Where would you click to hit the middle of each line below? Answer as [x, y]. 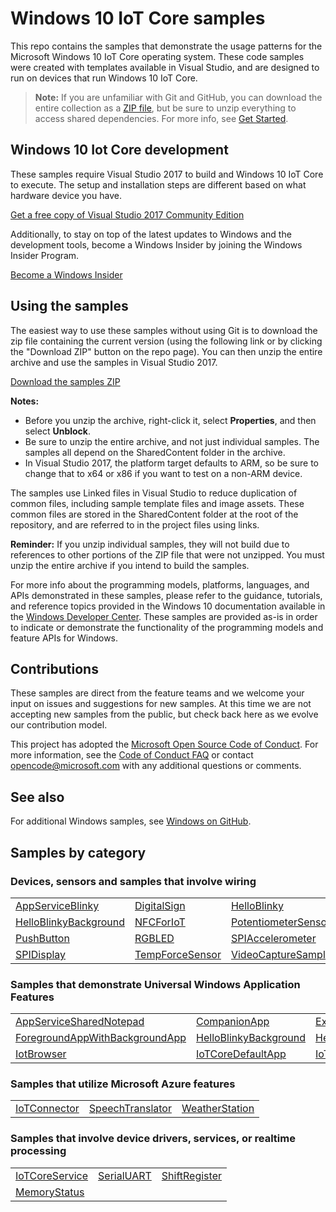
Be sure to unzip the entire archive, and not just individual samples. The [172, 441]
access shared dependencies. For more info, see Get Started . [161, 118]
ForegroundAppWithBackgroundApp [101, 1038]
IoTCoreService [52, 1175]
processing [38, 1151]
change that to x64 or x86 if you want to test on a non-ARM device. [163, 473]
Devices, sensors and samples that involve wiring [133, 881]
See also [37, 797]
